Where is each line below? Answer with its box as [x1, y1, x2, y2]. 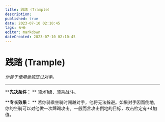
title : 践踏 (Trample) [5, 7, 50, 12]
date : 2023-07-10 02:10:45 [5, 20, 60, 26]
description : [5, 12, 32, 17]
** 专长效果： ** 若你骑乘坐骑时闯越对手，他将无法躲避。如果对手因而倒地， [5, 99, 158, 105]
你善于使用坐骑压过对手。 [5, 74, 57, 80]
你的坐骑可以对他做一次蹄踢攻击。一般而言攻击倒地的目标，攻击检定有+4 [5, 105, 153, 111]
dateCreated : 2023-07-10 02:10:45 [5, 35, 76, 40]
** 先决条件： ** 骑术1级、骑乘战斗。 [5, 89, 79, 95]
